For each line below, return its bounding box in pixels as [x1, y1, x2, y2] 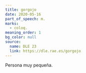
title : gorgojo [5, 7, 37, 12]
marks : [5, 21, 19, 26]
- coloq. [9, 26, 28, 31]
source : [5, 39, 21, 44]
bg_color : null [5, 35, 37, 40]
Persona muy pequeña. [5, 62, 53, 68]
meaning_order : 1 [5, 30, 41, 35]
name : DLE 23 [9, 44, 37, 49]
